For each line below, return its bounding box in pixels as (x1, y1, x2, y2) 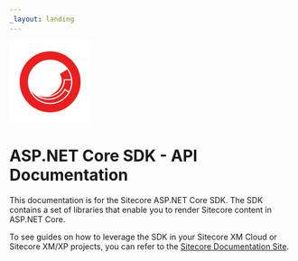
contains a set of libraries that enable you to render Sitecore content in (9, 204, 273, 215)
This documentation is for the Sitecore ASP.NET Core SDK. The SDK (9, 194, 264, 205)
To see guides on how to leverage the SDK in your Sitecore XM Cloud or (9, 231, 277, 242)
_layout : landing (9, 14, 75, 23)
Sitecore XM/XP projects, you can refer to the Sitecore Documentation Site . (9, 240, 290, 252)
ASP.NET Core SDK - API (9, 145, 198, 166)
